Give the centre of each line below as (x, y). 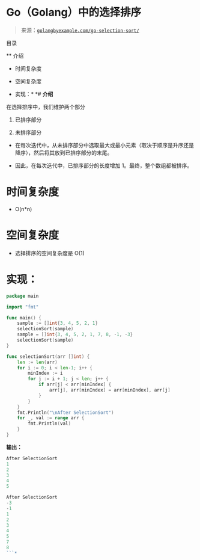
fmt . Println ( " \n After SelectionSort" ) (65, 413)
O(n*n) (23, 209)
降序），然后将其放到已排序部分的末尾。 (64, 152)
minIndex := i (45, 374)
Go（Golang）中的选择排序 (74, 12)
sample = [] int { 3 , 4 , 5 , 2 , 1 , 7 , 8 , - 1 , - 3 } (75, 334)
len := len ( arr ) (38, 362)
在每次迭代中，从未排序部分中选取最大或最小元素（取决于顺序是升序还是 (104, 145)
